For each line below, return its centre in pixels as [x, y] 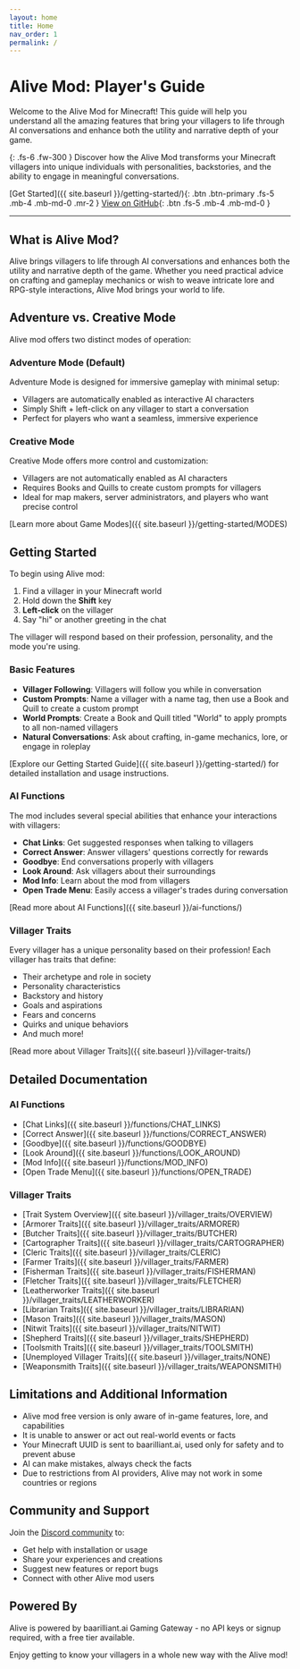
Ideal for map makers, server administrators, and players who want [146, 497]
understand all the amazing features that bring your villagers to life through [147, 121]
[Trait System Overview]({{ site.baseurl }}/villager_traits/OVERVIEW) [147, 1215]
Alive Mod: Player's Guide [107, 87]
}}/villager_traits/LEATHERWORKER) [88, 1300]
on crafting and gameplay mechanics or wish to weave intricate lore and [142, 280]
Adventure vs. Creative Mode [93, 318]
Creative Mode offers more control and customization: [109, 461]
